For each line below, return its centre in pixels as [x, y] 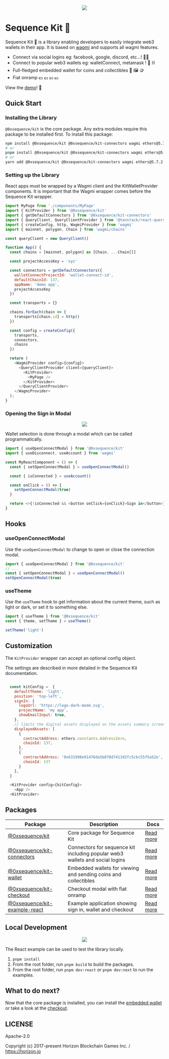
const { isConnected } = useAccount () [51, 476]
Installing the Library [31, 118]
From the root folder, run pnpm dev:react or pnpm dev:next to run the [83, 969]
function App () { [23, 247]
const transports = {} [33, 303]
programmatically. [24, 439]
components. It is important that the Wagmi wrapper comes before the [78, 192]
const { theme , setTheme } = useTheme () [48, 621]
